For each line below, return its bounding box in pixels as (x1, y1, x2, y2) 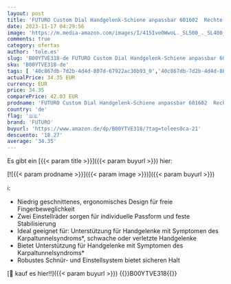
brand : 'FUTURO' (7, 118, 54, 126)
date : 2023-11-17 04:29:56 (7, 23, 85, 30)
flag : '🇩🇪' (7, 112, 41, 119)
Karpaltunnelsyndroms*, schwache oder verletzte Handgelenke (16, 234, 197, 243)
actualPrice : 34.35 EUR (7, 74, 76, 81)
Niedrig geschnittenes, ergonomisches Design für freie (16, 197, 173, 206)
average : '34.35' (7, 138, 57, 145)
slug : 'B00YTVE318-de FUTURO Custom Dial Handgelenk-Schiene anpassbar (7, 55, 217, 62)
